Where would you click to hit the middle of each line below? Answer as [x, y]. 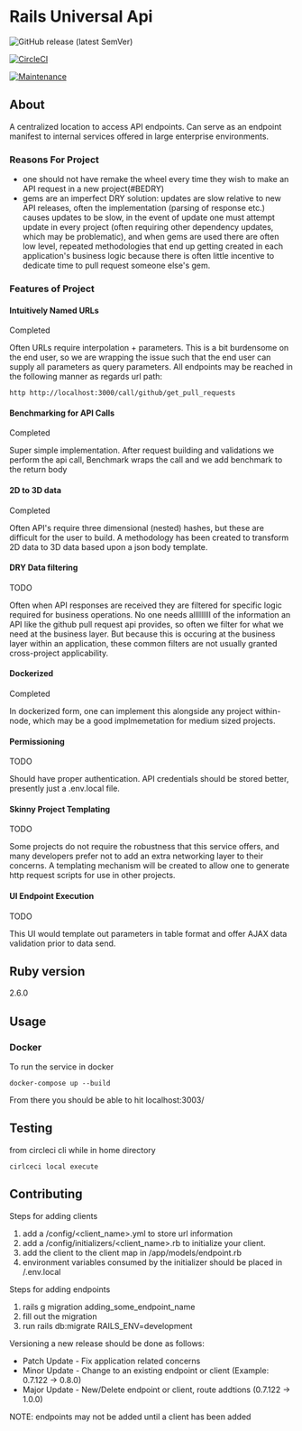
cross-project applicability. [59, 653]
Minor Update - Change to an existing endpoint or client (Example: [146, 1370]
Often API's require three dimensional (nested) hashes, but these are [137, 527]
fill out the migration [59, 1316]
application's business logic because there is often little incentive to [148, 256]
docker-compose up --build [60, 1084]
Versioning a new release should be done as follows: [107, 1343]
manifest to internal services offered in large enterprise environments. [139, 136]
